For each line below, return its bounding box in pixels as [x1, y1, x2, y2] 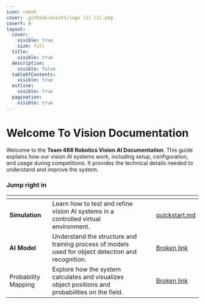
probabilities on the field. [52, 288, 123, 296]
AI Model [9, 244, 37, 252]
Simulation [9, 211, 41, 219]
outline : [12, 83, 34, 89]
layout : [6, 26, 26, 32]
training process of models [52, 239, 129, 248]
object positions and [52, 280, 111, 289]
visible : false [17, 65, 56, 72]
